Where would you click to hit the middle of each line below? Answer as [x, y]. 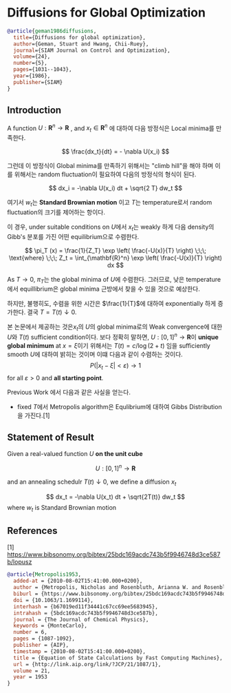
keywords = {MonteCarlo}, [51, 626]
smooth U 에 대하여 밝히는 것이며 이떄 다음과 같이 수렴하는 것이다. [95, 354]
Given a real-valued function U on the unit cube [75, 454]
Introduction [34, 111]
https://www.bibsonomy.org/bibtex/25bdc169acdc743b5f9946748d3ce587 [114, 555]
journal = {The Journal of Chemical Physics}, [81, 619]
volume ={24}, [32, 56]
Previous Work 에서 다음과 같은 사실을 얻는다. [69, 392]
